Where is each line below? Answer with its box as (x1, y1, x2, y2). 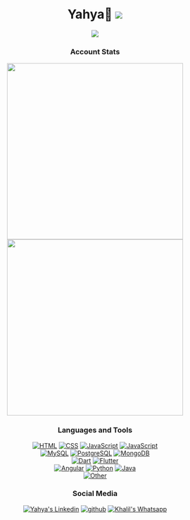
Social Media (72, 489, 118, 499)
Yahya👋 (67, 6, 113, 23)
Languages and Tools (57, 426, 133, 435)
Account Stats (70, 47, 120, 56)
